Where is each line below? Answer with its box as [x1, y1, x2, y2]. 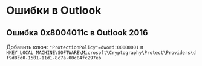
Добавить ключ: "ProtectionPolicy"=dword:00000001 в [6, 43, 144, 50]
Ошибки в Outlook [6, 4, 102, 17]
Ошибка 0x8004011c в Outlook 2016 [6, 28, 148, 38]
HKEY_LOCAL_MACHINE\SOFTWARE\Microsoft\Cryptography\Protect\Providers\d [6, 50, 197, 56]
